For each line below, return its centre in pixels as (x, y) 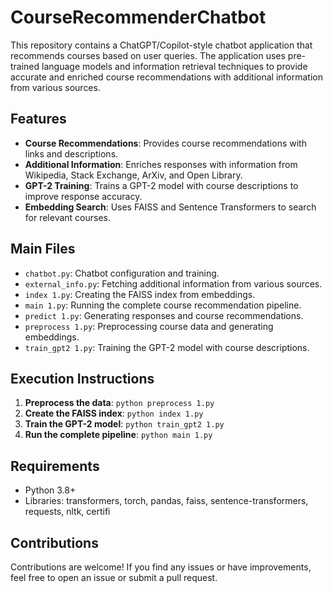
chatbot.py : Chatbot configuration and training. (122, 273)
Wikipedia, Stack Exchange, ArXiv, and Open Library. (133, 175)
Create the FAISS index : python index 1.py (114, 413)
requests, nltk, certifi (67, 512)
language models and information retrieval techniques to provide (174, 66)
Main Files (43, 249)
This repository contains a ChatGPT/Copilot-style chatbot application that (161, 45)
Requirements (55, 466)
